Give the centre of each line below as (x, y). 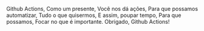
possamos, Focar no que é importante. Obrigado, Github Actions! (88, 22)
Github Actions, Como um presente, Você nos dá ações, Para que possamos (102, 9)
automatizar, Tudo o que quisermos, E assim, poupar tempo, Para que (94, 15)
